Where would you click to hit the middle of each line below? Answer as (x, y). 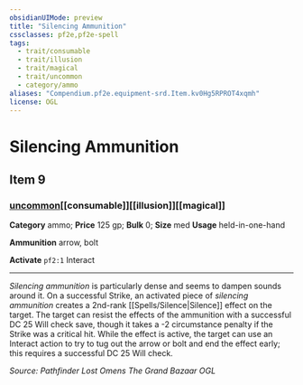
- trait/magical (48, 69)
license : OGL (34, 102)
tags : (19, 43)
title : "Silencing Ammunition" (68, 26)
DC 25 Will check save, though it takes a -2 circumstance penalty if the (141, 324)
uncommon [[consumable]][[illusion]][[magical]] (117, 205)
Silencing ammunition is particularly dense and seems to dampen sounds (146, 286)
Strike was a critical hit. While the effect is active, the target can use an (141, 334)
